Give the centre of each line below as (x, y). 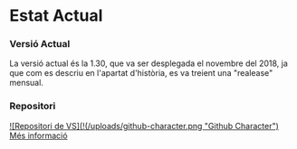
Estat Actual (56, 16)
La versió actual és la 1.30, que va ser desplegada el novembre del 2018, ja (148, 63)
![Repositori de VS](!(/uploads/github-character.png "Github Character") (144, 126)
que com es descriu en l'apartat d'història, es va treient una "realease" (141, 73)
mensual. (26, 83)
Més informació (38, 135)
